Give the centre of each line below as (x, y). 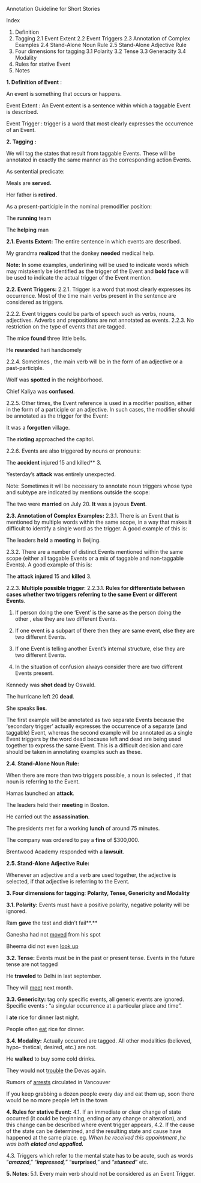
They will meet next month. (40, 987)
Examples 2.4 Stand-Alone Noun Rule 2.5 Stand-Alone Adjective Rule (101, 45)
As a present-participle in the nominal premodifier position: (79, 206)
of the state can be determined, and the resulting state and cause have (94, 1131)
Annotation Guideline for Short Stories (53, 9)
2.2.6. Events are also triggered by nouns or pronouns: (73, 451)
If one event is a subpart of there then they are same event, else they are (105, 630)
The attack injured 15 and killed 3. (49, 576)
